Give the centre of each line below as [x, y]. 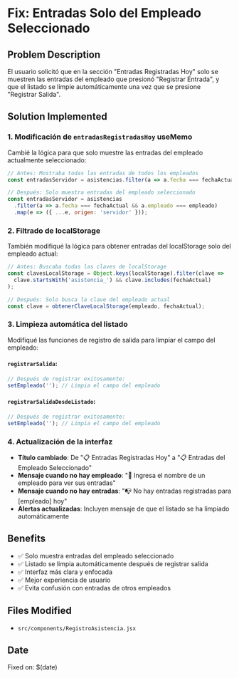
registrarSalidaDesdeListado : [52, 402]
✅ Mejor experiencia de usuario [64, 580]
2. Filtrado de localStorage [54, 231]
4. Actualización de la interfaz [60, 442]
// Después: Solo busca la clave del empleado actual [89, 299]
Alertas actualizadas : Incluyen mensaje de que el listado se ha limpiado [123, 508]
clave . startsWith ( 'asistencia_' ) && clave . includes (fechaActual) [113, 280]
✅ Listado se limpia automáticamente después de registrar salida [113, 563]
